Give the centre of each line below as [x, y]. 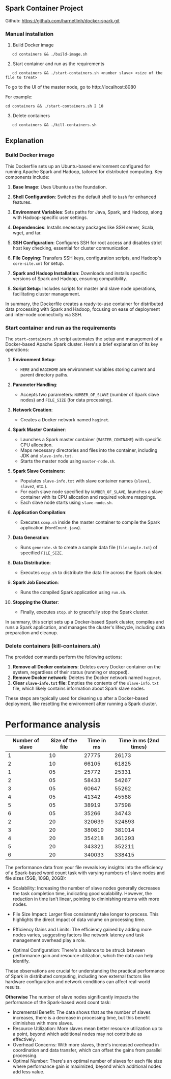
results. [13, 987]
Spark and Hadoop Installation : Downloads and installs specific [80, 273]
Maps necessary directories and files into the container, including [89, 450]
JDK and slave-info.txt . [46, 456]
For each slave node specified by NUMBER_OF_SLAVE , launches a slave [91, 492]
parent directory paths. [44, 375]
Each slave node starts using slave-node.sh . [66, 503]
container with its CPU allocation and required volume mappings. [88, 497]
